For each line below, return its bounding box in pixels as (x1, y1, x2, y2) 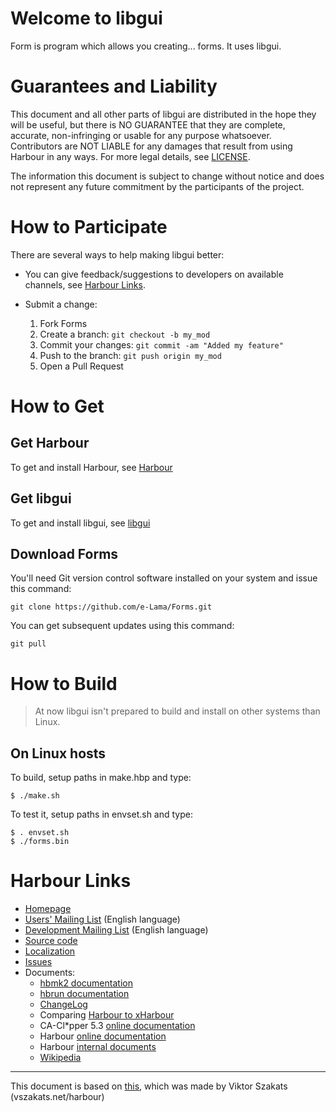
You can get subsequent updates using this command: (10, 620, 235, 632)
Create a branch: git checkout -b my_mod (39, 328, 211, 340)
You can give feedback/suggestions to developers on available (24, 268, 284, 280)
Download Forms (10, 546, 119, 563)
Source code (24, 935, 78, 947)
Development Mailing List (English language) (24, 924, 209, 936)
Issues (24, 956, 53, 968)
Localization (24, 945, 76, 957)
